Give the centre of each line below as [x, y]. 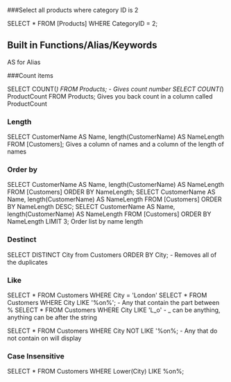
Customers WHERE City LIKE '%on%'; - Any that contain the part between [113, 302]
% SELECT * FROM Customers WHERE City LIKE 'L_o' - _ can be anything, [114, 310]
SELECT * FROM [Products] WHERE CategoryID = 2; [83, 23]
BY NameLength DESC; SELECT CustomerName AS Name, [91, 207]
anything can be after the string [52, 317]
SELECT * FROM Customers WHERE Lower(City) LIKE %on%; [96, 372]
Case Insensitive [36, 356]
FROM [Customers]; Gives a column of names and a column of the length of [115, 144]
